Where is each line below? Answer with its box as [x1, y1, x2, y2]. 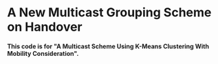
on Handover [7, 19, 83, 35]
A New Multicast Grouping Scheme [7, 5, 212, 20]
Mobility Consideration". [7, 49, 79, 57]
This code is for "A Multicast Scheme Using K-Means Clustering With [7, 42, 210, 50]
